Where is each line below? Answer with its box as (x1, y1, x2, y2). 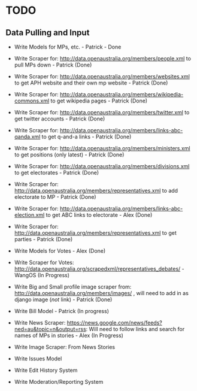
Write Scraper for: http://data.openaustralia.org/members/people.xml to (14, 55, 191, 62)
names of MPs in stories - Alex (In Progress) (14, 332, 124, 339)
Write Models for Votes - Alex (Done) (14, 247, 106, 254)
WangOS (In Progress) (14, 272, 70, 278)
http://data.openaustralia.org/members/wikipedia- (59, 91, 184, 98)
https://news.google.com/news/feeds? (66, 319, 162, 326)
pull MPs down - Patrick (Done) (14, 61, 92, 68)
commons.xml (14, 97, 50, 104)
